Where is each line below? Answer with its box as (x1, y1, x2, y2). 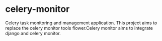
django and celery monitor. (5, 30, 61, 36)
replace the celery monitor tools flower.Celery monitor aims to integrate (5, 25, 153, 31)
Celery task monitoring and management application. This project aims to (5, 20, 157, 26)
